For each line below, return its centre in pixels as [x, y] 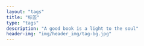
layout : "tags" [25, 12]
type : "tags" [23, 23]
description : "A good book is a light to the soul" [72, 28]
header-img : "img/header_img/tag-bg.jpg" [59, 34]
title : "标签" [23, 17]
